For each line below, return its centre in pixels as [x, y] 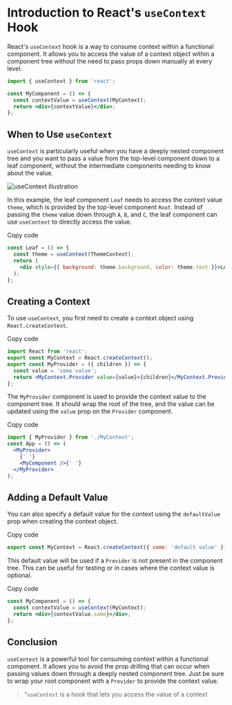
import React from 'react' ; [48, 351]
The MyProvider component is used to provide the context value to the [107, 397]
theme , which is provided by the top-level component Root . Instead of [105, 207]
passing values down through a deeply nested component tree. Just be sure [116, 673]
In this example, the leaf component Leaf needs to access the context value [115, 200]
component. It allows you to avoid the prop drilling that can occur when [108, 666]
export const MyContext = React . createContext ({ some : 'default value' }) [117, 548]
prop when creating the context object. [63, 521]
